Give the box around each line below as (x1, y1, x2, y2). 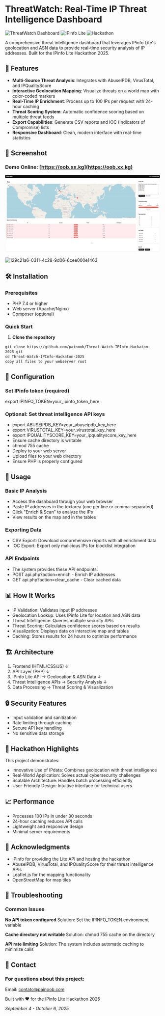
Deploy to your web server (12, 448, 66, 454)
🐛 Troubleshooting (5, 891, 63, 899)
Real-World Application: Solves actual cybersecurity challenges (12, 772, 141, 778)
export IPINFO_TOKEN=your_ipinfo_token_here (5, 399, 100, 405)
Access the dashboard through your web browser (12, 498, 113, 504)
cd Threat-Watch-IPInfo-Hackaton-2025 (5, 355, 84, 359)
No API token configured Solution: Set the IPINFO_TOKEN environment (5, 917, 149, 923)
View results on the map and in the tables (12, 514, 96, 520)
